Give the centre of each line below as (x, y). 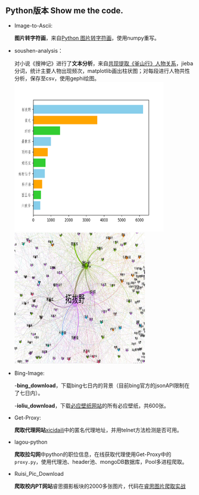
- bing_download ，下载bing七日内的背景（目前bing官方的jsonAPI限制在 (102, 385)
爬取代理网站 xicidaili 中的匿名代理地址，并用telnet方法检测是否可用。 (98, 430)
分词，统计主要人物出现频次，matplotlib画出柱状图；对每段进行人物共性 (102, 71)
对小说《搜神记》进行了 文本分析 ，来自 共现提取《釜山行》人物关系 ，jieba (104, 63)
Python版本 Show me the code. (64, 11)
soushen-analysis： (38, 50)
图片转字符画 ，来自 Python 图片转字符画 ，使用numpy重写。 (87, 38)
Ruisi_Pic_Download (39, 473)
